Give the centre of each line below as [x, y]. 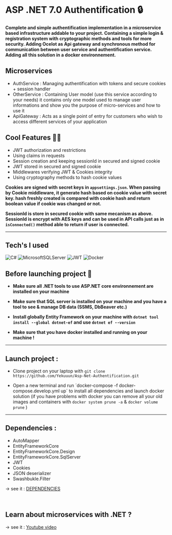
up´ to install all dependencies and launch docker [113, 391]
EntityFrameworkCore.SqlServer [47, 457]
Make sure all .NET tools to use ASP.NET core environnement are [83, 286]
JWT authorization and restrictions [49, 150]
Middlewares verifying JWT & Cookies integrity [62, 172]
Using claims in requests [39, 155]
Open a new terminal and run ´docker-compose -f [65, 385]
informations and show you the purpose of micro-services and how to [87, 105]
